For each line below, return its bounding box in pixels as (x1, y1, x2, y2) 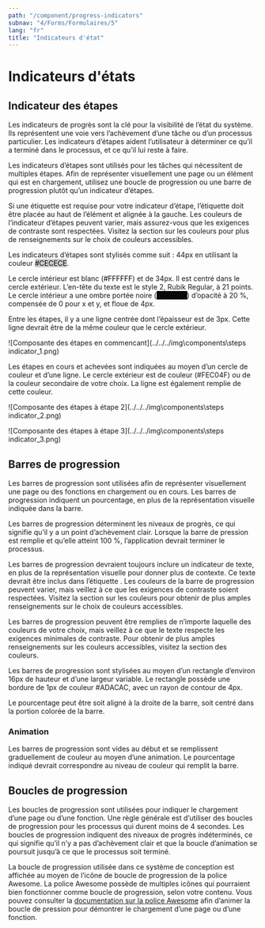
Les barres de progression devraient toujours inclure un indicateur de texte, (8, 559, 255, 570)
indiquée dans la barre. (8, 504, 84, 513)
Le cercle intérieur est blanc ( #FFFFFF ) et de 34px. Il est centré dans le (8, 274, 240, 283)
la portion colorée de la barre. (8, 706, 105, 716)
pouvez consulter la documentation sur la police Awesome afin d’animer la (8, 896, 251, 906)
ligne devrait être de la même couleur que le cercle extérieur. (8, 323, 207, 332)
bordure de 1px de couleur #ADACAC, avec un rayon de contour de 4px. (8, 683, 243, 692)
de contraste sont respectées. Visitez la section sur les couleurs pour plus (8, 226, 250, 236)
